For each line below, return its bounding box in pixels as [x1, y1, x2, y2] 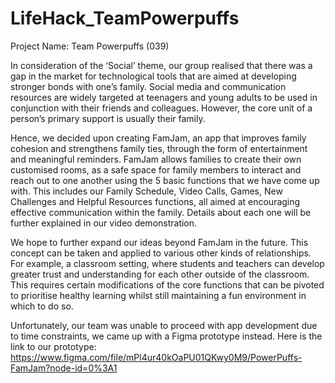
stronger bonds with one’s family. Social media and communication [10, 80, 287, 92]
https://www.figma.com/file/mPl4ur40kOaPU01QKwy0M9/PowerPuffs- [10, 351, 303, 363]
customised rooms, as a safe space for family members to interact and [10, 163, 302, 176]
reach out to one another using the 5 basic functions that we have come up [10, 174, 320, 186]
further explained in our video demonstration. [10, 217, 198, 229]
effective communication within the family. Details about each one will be [10, 206, 312, 218]
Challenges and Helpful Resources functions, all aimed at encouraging [10, 195, 301, 207]
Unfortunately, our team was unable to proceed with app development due [10, 319, 318, 331]
